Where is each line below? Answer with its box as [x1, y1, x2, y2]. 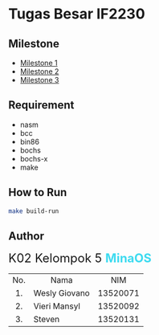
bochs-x [19, 153, 48, 163]
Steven [33, 314, 60, 325]
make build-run [8, 206, 59, 215]
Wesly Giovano [33, 288, 90, 299]
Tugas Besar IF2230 [8, 5, 146, 23]
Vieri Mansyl [33, 300, 80, 312]
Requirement [8, 98, 75, 112]
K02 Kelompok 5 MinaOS [8, 251, 152, 266]
